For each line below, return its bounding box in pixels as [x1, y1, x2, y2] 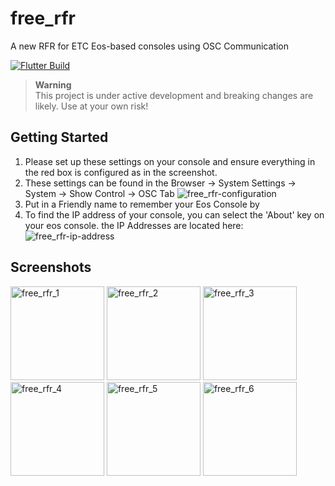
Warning [34, 78, 72, 91]
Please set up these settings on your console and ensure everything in [24, 155, 316, 167]
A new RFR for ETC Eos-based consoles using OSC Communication [10, 40, 289, 52]
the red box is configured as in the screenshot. [24, 166, 218, 178]
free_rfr [10, 7, 76, 30]
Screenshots [10, 259, 92, 276]
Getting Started [10, 129, 109, 146]
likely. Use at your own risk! [34, 100, 149, 112]
